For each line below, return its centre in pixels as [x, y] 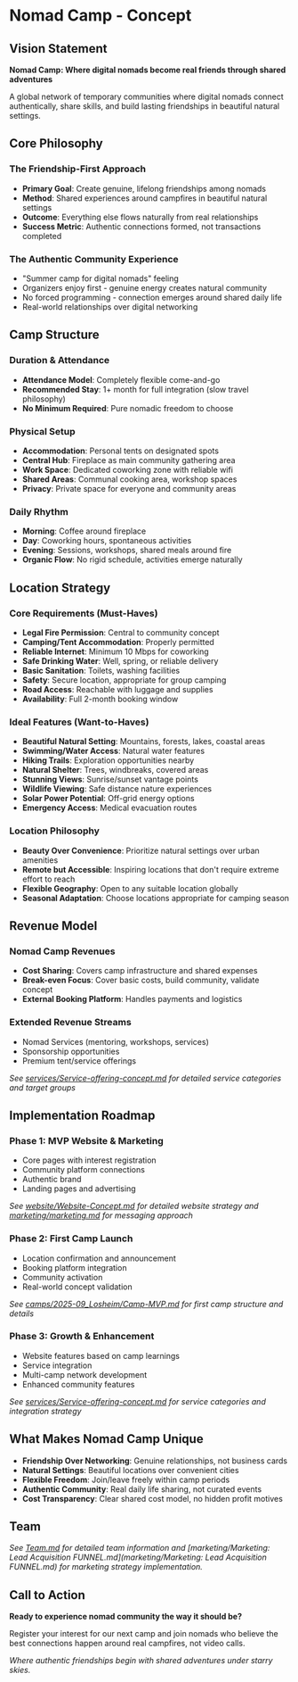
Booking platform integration [74, 1267]
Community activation [62, 1277]
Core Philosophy [56, 144]
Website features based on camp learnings [101, 1355]
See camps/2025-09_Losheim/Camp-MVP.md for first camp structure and [146, 1304]
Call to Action [48, 1595]
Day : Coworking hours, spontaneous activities [107, 541]
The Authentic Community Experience [94, 259]
